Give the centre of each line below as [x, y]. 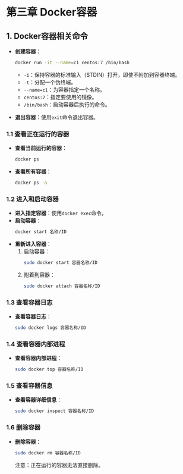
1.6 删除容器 [23, 428]
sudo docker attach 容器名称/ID [62, 286]
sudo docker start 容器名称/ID [61, 263]
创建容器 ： [28, 51]
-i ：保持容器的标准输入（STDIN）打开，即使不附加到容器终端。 [102, 74]
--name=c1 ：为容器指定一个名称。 [64, 89]
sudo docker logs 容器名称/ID [50, 328]
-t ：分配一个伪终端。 [50, 82]
